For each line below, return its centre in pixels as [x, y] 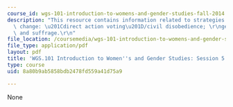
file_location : [29, 39]
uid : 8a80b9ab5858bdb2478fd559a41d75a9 [65, 71]
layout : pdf [24, 52]
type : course [26, 65]
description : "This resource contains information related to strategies [116, 20]
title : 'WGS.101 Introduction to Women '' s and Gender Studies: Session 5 [116, 59]
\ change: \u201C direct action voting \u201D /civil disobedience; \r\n [118, 26]
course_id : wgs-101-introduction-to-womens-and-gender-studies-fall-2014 [116, 13]
